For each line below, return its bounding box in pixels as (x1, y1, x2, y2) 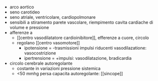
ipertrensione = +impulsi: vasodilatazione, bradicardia (24, 55, 132, 61)
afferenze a (9, 30, 33, 35)
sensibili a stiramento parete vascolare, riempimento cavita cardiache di (9, 19, 154, 25)
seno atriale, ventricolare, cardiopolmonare (9, 14, 96, 20)
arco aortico (9, 4, 34, 10)
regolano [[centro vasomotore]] (16, 40, 80, 45)
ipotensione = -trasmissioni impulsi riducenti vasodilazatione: (24, 45, 147, 51)
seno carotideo (9, 9, 40, 15)
